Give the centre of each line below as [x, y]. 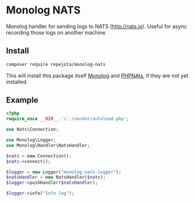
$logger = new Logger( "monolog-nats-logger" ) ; [64, 172]
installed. [17, 82]
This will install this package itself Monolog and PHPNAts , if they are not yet [97, 75]
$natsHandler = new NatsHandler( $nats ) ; [56, 177]
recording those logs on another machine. [56, 32]
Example [22, 100]
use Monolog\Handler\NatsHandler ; [48, 145]
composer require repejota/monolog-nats [56, 64]
